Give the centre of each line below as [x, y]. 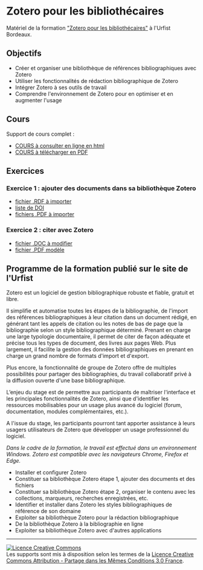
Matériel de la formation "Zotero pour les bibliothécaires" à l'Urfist [89, 28]
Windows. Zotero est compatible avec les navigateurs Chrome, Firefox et [97, 454]
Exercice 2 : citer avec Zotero [50, 230]
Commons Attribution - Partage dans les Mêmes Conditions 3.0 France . [95, 561]
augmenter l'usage [38, 100]
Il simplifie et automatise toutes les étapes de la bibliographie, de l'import [97, 311]
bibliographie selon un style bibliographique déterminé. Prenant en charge [99, 330]
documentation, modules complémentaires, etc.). [67, 412]
